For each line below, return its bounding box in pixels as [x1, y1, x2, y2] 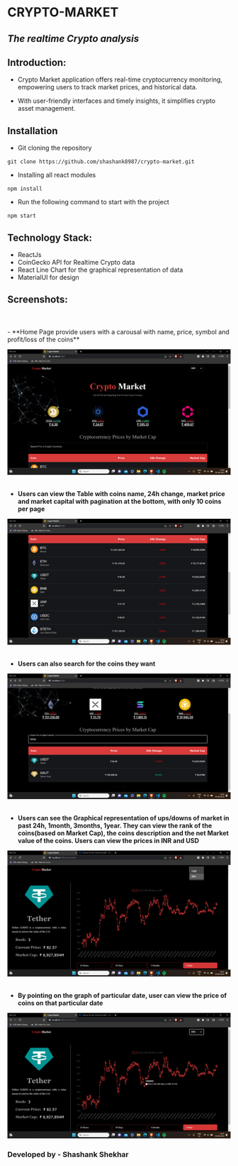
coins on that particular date [17, 999, 103, 1007]
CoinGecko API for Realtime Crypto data [17, 258, 135, 267]
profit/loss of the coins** [7, 335, 80, 343]
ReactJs [17, 251, 42, 259]
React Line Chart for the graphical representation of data [17, 265, 183, 274]
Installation [7, 125, 58, 137]
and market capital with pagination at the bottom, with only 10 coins [17, 497, 222, 506]
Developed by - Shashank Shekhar [7, 1150, 129, 1160]
